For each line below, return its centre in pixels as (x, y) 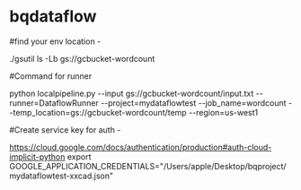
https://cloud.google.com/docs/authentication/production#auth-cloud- (141, 147)
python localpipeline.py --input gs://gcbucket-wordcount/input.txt (132, 93)
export (79, 156)
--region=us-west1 (223, 112)
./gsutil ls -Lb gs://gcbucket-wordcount (82, 58)
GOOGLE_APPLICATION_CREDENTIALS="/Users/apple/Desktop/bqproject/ (148, 166)
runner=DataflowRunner (54, 103)
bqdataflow (53, 17)
